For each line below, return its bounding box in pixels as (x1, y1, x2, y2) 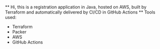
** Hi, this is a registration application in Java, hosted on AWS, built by (5, 4, 147, 10)
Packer (12, 29, 27, 34)
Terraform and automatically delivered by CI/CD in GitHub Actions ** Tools (5, 9, 156, 15)
